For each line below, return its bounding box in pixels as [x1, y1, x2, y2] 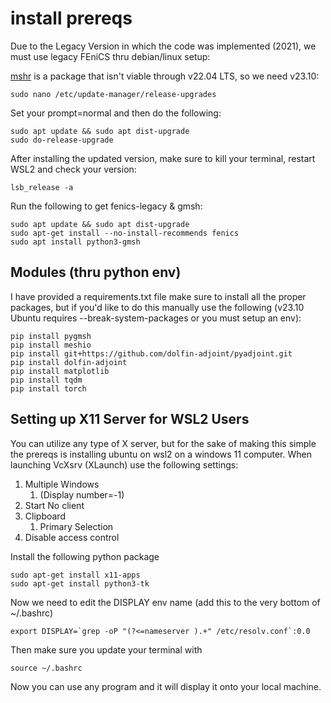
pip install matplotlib [10, 366, 110, 376]
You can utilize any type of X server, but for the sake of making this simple [10, 437, 317, 449]
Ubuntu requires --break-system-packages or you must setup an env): [10, 312, 302, 324]
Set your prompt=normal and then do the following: [10, 107, 222, 119]
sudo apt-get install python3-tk [10, 578, 150, 589]
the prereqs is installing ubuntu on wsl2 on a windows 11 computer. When [10, 448, 312, 460]
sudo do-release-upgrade [10, 135, 114, 145]
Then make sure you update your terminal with [10, 643, 203, 656]
